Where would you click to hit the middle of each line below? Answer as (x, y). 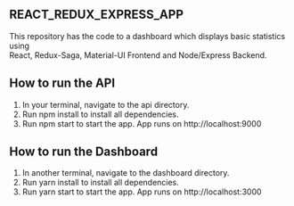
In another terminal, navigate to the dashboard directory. (126, 173)
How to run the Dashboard (84, 152)
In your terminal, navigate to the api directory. (106, 104)
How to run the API (62, 83)
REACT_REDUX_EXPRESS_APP (97, 15)
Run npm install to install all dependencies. (100, 114)
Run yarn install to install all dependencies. (101, 183)
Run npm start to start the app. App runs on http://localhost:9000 (142, 123)
